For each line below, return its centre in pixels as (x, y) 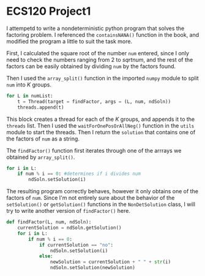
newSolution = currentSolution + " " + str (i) (110, 262)
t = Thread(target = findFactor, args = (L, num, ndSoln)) (94, 102)
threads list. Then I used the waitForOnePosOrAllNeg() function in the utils (100, 125)
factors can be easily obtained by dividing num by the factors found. (91, 66)
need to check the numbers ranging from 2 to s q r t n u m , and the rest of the (100, 59)
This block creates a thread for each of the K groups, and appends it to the (100, 119)
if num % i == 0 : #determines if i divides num (79, 174)
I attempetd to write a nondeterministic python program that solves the (95, 28)
